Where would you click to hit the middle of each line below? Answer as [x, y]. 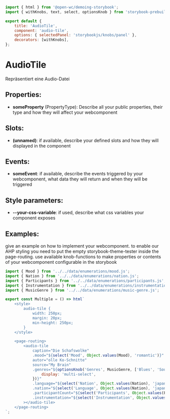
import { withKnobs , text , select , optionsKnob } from [64, 12]
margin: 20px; [47, 318]
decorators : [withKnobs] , [42, 40]
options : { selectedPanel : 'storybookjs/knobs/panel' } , [76, 35]
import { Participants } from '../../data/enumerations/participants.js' [85, 281]
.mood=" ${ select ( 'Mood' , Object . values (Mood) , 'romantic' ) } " [98, 355]
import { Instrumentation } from [40, 286]
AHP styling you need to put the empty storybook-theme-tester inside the [82, 251]
